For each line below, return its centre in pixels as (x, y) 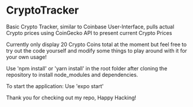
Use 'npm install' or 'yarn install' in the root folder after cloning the (87, 68)
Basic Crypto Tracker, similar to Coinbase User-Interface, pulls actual (90, 27)
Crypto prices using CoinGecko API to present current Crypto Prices (89, 33)
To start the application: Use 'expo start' (55, 86)
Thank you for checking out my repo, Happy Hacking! (71, 98)
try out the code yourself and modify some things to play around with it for (97, 50)
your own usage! (27, 57)
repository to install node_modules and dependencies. (72, 74)
